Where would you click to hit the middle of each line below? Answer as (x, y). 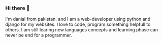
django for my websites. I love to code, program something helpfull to (78, 24)
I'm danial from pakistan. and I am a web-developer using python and (78, 19)
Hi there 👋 (18, 8)
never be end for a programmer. (39, 35)
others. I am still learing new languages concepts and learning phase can (82, 30)
